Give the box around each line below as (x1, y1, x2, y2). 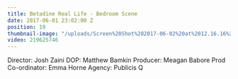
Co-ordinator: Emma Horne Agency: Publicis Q (7, 63, 144, 72)
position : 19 (7, 23, 46, 30)
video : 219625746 (7, 37, 59, 44)
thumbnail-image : (7, 30, 59, 37)
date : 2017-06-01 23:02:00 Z (7, 17, 93, 24)
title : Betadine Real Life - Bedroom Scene (7, 10, 138, 18)
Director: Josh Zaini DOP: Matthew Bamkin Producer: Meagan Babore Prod (7, 56, 226, 64)
